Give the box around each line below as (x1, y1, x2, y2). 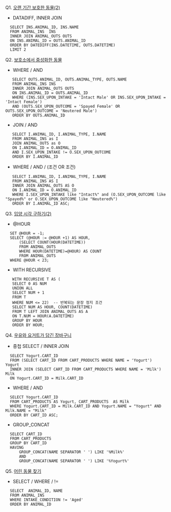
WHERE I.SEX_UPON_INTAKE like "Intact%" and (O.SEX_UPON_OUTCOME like (12, 192, 166, 197)
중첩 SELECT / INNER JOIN (12, 343, 69, 349)
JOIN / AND (12, 122, 38, 128)
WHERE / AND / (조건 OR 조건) (12, 164, 76, 170)
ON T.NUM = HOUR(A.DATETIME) (12, 313, 74, 319)
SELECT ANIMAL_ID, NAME (10, 488, 63, 494)
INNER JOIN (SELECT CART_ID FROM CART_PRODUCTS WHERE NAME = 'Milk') (10, 367, 161, 372)
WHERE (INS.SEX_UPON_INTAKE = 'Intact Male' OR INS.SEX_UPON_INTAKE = (12, 95, 166, 100)
